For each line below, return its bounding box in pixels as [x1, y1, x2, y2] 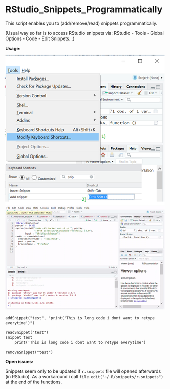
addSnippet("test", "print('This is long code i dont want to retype [5, 315, 155, 320]
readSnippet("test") [5, 330, 49, 335]
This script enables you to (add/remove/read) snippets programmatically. [5, 20, 158, 26]
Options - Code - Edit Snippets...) [5, 35, 75, 42]
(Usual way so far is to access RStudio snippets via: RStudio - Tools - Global [5, 30, 164, 36]
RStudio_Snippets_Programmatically [5, 4, 163, 15]
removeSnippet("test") [5, 349, 53, 355]
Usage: [5, 45, 21, 51]
